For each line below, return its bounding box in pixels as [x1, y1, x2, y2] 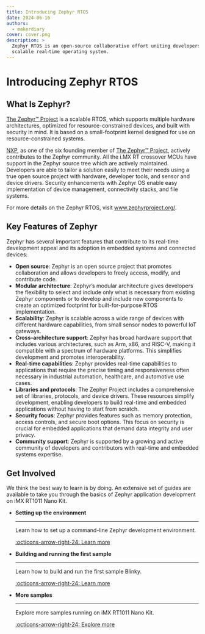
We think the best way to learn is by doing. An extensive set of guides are [6, 485, 191, 492]
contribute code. [15, 275, 57, 283]
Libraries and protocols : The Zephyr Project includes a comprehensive [15, 386, 195, 393]
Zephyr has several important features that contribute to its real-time [6, 237, 179, 245]
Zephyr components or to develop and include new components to [15, 295, 183, 302]
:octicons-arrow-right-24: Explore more [15, 621, 115, 629]
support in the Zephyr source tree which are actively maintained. [6, 159, 169, 167]
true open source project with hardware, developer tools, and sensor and [6, 172, 190, 180]
